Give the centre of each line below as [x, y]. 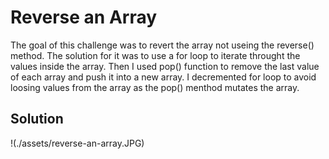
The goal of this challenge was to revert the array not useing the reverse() [162, 45]
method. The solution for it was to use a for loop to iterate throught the [155, 55]
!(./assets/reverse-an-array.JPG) [77, 143]
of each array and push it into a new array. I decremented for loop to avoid [163, 77]
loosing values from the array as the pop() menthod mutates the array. [155, 87]
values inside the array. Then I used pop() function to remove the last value [165, 66]
